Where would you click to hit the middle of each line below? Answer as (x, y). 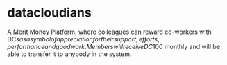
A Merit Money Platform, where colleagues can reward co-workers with (109, 32)
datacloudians (49, 13)
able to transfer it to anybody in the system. (69, 54)
